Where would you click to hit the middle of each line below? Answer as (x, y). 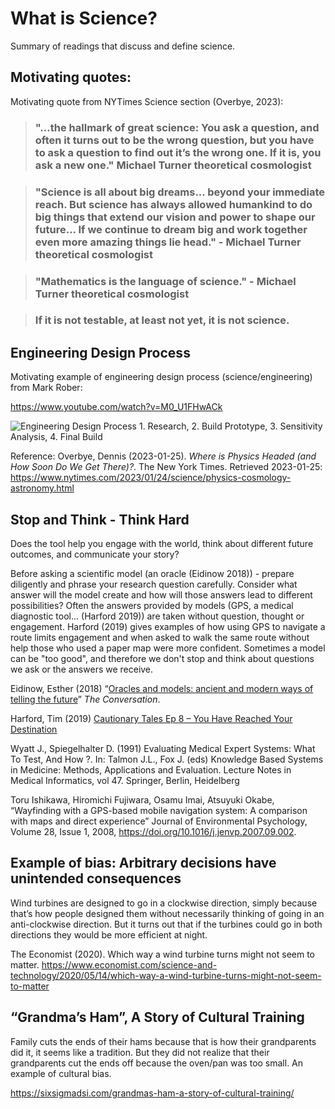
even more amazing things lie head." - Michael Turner (168, 242)
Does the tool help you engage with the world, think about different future (162, 544)
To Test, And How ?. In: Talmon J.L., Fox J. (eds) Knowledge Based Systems (167, 759)
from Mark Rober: (46, 388)
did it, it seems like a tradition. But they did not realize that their (140, 1052)
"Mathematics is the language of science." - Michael (165, 281)
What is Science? (84, 18)
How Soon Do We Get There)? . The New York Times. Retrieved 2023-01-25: (166, 467)
